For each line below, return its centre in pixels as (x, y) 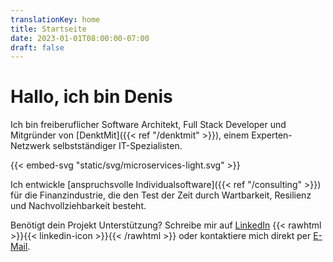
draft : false (37, 47)
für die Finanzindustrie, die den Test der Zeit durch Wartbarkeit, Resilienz (161, 195)
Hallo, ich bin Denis (91, 97)
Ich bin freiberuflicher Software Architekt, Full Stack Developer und (148, 125)
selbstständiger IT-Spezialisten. (117, 146)
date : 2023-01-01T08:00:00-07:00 (80, 38)
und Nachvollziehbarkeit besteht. (78, 206)
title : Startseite (48, 29)
